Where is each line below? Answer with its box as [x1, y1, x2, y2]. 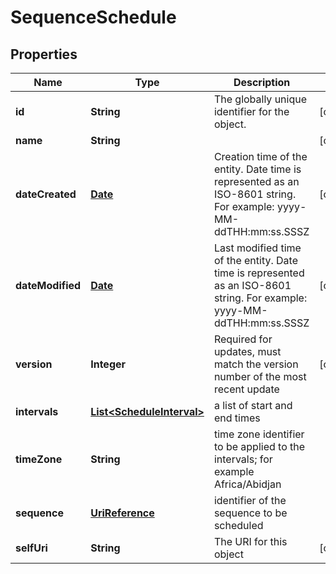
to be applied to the [213, 440, 306, 453]
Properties [10, 46, 78, 63]
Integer [90, 357, 127, 371]
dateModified [15, 279, 82, 292]
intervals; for [213, 452, 273, 466]
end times [213, 411, 261, 425]
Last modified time [213, 241, 302, 255]
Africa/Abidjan [213, 477, 282, 491]
